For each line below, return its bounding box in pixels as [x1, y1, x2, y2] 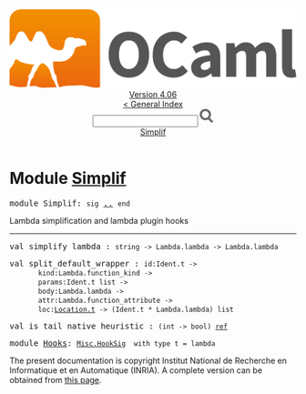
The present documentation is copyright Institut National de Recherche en [9, 355, 287, 367]
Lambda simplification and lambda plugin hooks [9, 216, 189, 227]
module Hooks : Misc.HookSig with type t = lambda [9, 338, 216, 349]
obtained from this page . [9, 375, 102, 386]
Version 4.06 [128, 89, 178, 100]
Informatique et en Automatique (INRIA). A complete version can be [9, 365, 262, 376]
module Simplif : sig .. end [9, 198, 130, 208]
